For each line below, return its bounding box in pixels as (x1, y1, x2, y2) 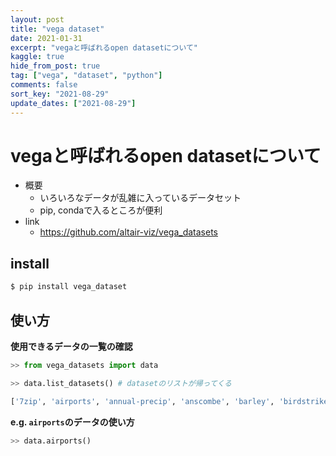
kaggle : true (10, 52, 65, 62)
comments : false (10, 80, 78, 90)
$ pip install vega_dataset (10, 282, 128, 292)
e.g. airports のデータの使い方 (10, 416, 135, 428)
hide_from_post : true (10, 61, 101, 71)
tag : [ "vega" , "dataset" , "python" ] (10, 71, 163, 81)
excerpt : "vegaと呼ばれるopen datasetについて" (10, 42, 198, 53)
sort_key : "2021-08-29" (10, 89, 110, 99)
